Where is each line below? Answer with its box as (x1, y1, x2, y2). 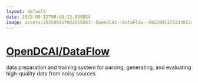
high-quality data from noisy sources (6, 70, 96, 77)
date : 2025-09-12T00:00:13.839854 (6, 14, 91, 20)
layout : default (6, 8, 46, 15)
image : (6, 19, 22, 25)
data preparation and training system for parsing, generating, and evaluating (6, 64, 192, 71)
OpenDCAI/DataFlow (6, 44, 110, 58)
